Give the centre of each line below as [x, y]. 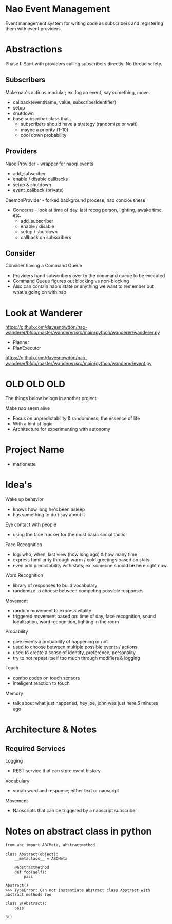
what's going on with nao [40, 292]
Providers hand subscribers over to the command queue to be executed [89, 276]
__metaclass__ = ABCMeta [41, 859]
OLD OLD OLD [35, 384]
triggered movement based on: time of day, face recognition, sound [84, 616]
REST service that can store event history [57, 771]
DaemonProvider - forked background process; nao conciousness [75, 200]
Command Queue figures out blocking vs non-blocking [71, 281]
